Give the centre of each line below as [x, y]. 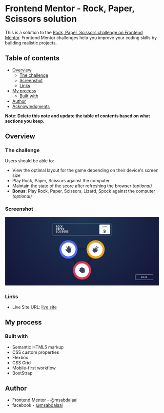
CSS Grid [21, 363]
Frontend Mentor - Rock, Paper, [70, 9]
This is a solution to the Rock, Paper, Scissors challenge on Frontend [74, 32]
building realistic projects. [31, 43]
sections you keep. [25, 121]
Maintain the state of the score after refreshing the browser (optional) [82, 186]
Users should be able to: [30, 161]
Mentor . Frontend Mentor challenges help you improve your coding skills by [81, 38]
